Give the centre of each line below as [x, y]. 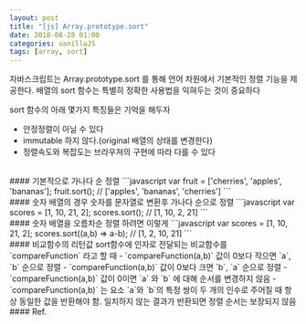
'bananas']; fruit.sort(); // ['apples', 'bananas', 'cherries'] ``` [120, 192]
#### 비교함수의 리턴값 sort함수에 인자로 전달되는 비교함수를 [119, 245]
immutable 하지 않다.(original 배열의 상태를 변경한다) [117, 141]
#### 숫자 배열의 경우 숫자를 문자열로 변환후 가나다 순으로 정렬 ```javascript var [152, 203]
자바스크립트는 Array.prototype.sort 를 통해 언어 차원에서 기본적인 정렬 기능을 [149, 79]
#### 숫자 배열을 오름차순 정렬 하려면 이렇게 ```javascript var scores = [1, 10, [148, 224]
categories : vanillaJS [53, 43]
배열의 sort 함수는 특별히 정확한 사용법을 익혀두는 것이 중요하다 [148, 90]
